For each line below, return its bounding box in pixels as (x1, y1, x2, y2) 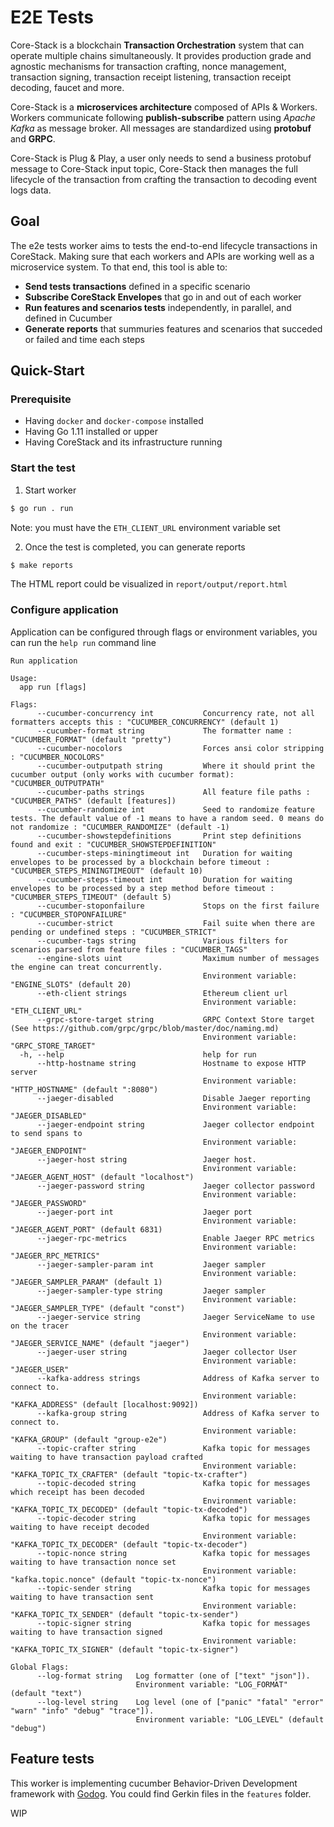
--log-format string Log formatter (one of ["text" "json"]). (36, 1671, 311, 1681)
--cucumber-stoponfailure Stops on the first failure (36, 901, 320, 911)
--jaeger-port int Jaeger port (36, 1207, 253, 1217)
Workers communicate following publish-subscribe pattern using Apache (10, 111, 316, 123)
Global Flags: (10, 1662, 70, 1672)
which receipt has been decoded (10, 1487, 145, 1497)
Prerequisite (10, 392, 72, 406)
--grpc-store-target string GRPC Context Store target (36, 1014, 315, 1025)
